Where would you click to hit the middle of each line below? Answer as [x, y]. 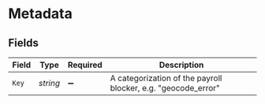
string [49, 83]
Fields [24, 43]
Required [85, 65]
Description [181, 65]
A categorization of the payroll [166, 78]
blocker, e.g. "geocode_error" [165, 88]
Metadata [40, 14]
